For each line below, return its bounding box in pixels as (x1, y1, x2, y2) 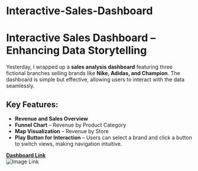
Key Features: (6, 99, 59, 109)
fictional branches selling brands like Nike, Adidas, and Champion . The (6, 70, 180, 77)
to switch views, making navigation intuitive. (14, 140, 122, 147)
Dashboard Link (6, 151, 46, 159)
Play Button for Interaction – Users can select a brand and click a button (14, 134, 192, 141)
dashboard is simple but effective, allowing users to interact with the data (6, 76, 185, 83)
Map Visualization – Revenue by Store (14, 127, 109, 134)
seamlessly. (6, 82, 35, 89)
